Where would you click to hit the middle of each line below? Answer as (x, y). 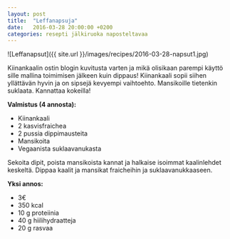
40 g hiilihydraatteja (47, 220)
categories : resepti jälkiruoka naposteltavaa (78, 34)
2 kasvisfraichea (42, 126)
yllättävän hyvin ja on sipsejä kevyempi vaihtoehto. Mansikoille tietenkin (113, 83)
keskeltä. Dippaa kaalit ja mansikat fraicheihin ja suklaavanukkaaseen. (110, 170)
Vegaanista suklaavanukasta (59, 149)
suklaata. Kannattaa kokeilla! (49, 91)
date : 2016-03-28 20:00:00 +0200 (60, 27)
